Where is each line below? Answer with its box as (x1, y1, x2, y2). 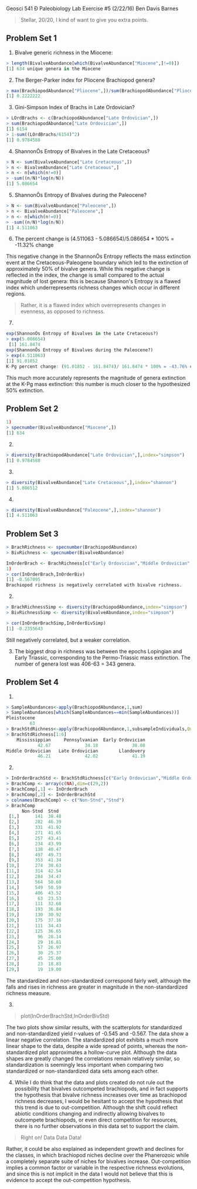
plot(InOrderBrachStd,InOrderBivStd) (20, 1012, 110, 1019)
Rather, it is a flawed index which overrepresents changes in (20, 302, 166, 309)
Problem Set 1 (6, 33, 57, 43)
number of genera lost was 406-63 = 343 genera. (14, 660, 136, 667)
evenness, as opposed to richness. (20, 308, 106, 315)
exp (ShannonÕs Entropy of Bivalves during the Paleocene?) (6, 347, 154, 353)
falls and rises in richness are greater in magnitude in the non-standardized (6, 983, 188, 990)
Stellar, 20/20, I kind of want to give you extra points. (20, 16, 148, 23)
